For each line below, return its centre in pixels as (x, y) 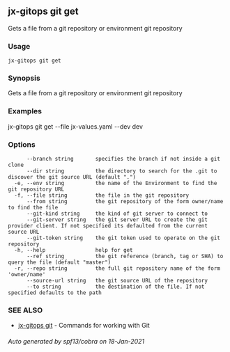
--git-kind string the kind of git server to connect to (117, 214)
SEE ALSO (25, 310)
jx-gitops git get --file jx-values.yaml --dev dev (76, 126)
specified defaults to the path (55, 293)
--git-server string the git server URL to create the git (117, 220)
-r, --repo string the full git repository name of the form (117, 269)
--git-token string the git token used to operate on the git (123, 238)
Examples (25, 111)
